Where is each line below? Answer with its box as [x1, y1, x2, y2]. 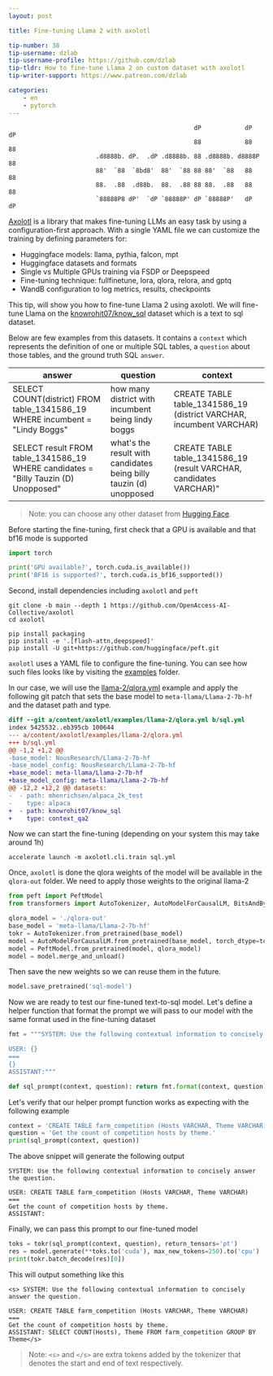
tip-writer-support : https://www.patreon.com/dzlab [8, 72, 187, 80]
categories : [8, 86, 49, 94]
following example [8, 1106, 70, 1116]
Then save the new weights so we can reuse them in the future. [8, 967, 221, 976]
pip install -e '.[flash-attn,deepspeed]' [8, 637, 154, 645]
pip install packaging [8, 630, 85, 639]
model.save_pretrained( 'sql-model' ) [8, 982, 132, 991]
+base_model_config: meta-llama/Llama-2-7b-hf [8, 776, 169, 785]
